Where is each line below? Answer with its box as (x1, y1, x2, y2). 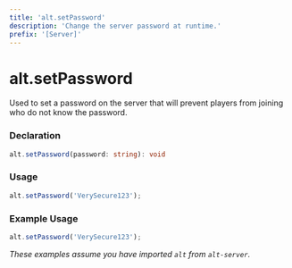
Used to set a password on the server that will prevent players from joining (9, 97, 284, 108)
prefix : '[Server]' (9, 29, 82, 38)
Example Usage (9, 212, 79, 224)
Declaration (9, 130, 61, 142)
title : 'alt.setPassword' (9, 13, 105, 22)
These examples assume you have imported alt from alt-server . (9, 248, 251, 259)
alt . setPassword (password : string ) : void (9, 149, 166, 159)
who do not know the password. (9, 107, 128, 118)
